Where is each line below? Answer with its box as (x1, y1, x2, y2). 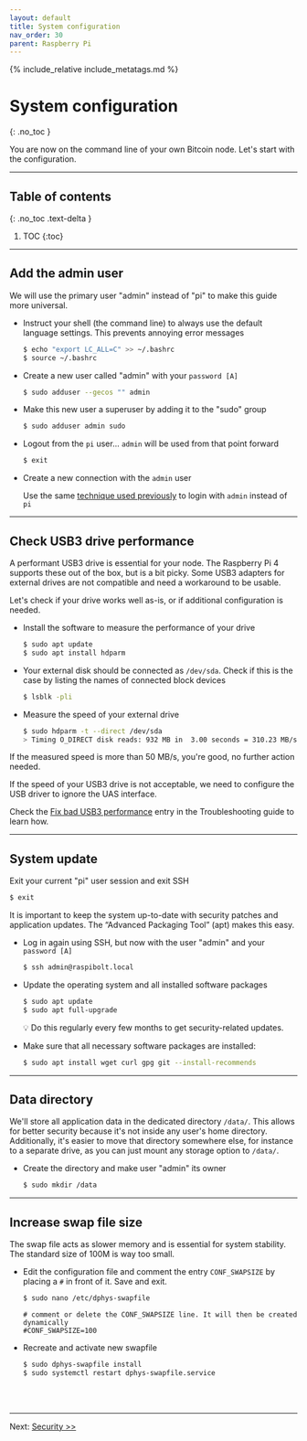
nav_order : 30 (9, 30, 64, 39)
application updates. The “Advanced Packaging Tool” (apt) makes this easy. (9, 920, 295, 931)
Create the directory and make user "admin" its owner (22, 1163, 227, 1174)
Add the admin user (9, 266, 124, 282)
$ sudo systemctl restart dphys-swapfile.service (22, 1368, 217, 1377)
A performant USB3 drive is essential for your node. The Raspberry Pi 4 (9, 558, 280, 568)
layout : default (9, 13, 71, 23)
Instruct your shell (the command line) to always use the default (22, 317, 263, 328)
